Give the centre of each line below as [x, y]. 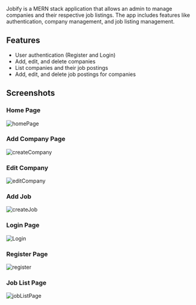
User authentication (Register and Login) [65, 55]
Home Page [23, 110]
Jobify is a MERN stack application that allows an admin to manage [89, 9]
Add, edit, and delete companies [55, 61]
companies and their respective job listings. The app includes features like [98, 15]
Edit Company [27, 168]
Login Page [23, 225]
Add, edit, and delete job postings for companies [75, 74]
